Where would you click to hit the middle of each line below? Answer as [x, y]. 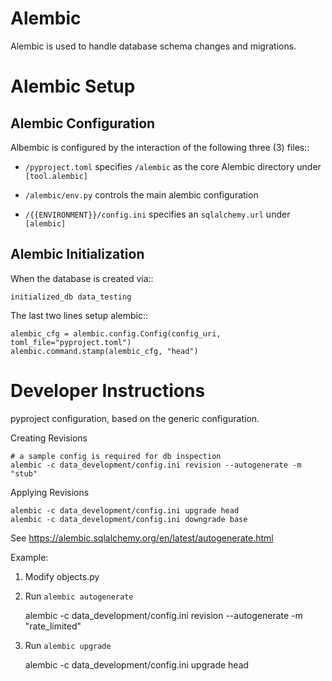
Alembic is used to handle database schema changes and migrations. [153, 46]
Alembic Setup [73, 86]
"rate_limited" [53, 626]
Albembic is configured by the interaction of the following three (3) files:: [160, 147]
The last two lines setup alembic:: [79, 315]
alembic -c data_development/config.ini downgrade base [129, 519]
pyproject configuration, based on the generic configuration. [135, 418]
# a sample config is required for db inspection [116, 456]
